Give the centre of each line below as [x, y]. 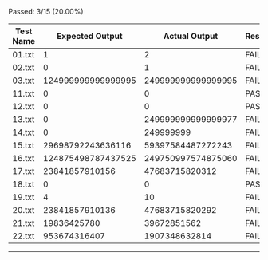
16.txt [24, 158]
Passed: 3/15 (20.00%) [46, 12]
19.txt [24, 197]
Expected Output [90, 36]
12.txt [24, 106]
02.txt [24, 67]
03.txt [24, 81]
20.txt [24, 210]
